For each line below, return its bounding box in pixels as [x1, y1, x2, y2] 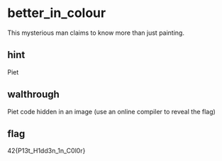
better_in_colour [7, 5, 106, 21]
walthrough [7, 89, 60, 101]
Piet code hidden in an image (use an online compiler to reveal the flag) [7, 107, 216, 116]
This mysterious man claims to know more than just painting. [7, 28, 184, 37]
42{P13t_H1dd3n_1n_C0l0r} [7, 147, 86, 155]
